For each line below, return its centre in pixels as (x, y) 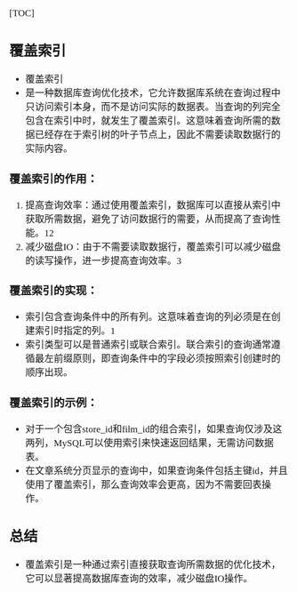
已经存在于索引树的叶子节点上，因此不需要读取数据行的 (157, 135)
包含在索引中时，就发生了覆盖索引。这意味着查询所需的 (148, 120)
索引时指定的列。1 (75, 331)
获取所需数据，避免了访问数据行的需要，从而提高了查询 (148, 219)
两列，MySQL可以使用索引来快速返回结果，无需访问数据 (149, 443)
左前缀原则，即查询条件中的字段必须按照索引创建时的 (162, 359)
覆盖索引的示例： (54, 403)
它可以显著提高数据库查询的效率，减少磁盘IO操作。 (139, 578)
